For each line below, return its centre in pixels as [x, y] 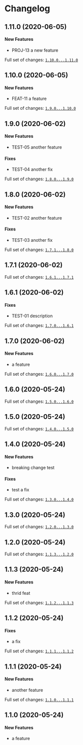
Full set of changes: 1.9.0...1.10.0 [40, 108]
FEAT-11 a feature [29, 98]
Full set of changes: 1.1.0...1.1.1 [39, 699]
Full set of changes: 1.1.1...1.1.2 [39, 651]
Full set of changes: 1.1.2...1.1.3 [39, 602]
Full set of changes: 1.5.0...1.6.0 [39, 401]
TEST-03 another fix [32, 240]
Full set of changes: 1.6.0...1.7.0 [39, 374]
